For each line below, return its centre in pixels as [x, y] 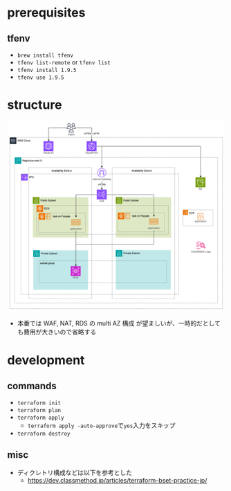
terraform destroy [44, 434]
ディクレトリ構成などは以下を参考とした [75, 472]
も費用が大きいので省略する [57, 332]
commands [32, 386]
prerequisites [46, 13]
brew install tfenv [45, 55]
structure [35, 105]
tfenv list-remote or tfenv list [64, 62]
